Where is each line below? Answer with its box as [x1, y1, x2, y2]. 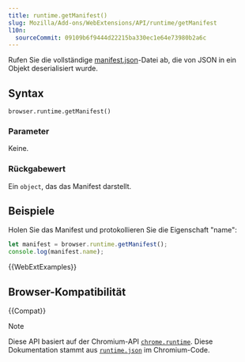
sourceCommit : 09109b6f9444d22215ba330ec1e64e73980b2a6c [15, 33, 207, 42]
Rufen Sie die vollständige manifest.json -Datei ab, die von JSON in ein [8, 55, 237, 65]
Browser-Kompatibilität [8, 285, 126, 299]
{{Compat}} [8, 306, 46, 316]
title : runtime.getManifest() [8, 11, 108, 20]
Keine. [8, 144, 29, 153]
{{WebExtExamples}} [8, 262, 77, 272]
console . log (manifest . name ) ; [8, 248, 104, 256]
